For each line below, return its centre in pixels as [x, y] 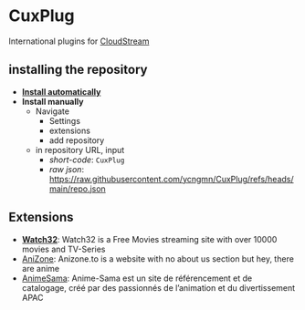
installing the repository [78, 70]
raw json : [66, 169]
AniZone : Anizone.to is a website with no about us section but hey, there [158, 258]
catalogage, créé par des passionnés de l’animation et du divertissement [158, 287]
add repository [77, 140]
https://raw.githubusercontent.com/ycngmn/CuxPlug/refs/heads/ [171, 179]
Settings [65, 120]
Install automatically [61, 91]
